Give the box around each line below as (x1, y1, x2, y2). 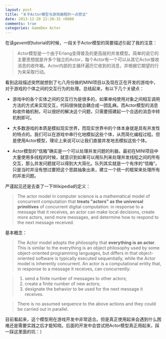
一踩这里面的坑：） (5, 329, 45, 335)
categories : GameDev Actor (5, 26, 61, 31)
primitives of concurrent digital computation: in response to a (17, 204, 144, 210)
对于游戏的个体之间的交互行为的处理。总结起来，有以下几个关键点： (5, 86, 144, 92)
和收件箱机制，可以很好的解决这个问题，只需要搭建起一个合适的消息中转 (12, 108, 160, 114)
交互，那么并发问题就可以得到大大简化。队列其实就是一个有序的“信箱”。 (12, 160, 160, 166)
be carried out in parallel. (17, 306, 69, 312)
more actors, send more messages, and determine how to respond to (17, 214, 159, 220)
